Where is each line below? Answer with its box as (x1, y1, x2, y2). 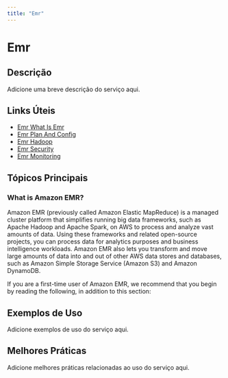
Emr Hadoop (16, 138, 53, 146)
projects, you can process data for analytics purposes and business (7, 237, 199, 246)
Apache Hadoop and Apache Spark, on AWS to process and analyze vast (7, 223, 214, 231)
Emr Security (16, 145, 54, 153)
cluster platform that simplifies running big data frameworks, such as (7, 215, 201, 224)
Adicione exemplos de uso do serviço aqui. (7, 325, 129, 333)
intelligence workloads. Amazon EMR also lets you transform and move (7, 245, 207, 253)
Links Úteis (7, 105, 56, 117)
